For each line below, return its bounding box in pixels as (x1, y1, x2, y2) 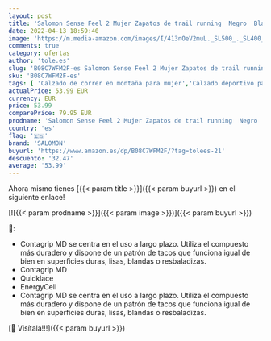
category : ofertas (8, 49, 70, 57)
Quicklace (19, 273, 54, 283)
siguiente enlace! (8, 193, 65, 202)
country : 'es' (8, 124, 56, 132)
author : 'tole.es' (8, 57, 70, 65)
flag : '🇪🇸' (8, 131, 48, 139)
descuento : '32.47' (8, 154, 74, 162)
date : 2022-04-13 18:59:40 (8, 27, 99, 35)
